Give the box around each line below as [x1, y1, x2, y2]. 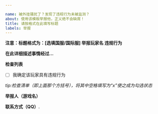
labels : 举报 [5, 25, 31, 30]
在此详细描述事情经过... [5, 50, 54, 56]
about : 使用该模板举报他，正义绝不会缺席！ [5, 16, 85, 21]
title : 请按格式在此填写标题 [5, 21, 59, 26]
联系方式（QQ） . [5, 103, 40, 110]
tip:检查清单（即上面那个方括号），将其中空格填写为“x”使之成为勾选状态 [5, 82, 152, 88]
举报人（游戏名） [5, 93, 41, 99]
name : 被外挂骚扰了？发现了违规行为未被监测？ [5, 11, 90, 16]
